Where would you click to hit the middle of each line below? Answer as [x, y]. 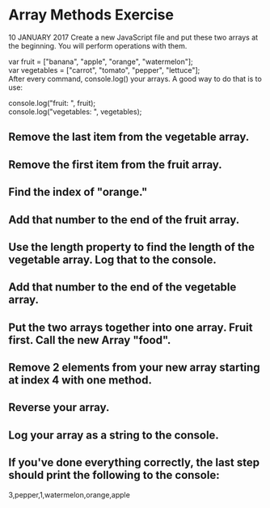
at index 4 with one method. [80, 381]
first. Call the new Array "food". [90, 340]
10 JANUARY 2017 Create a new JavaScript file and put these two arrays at [133, 37]
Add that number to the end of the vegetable [122, 288]
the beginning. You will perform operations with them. [98, 45]
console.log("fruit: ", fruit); [52, 103]
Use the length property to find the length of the [131, 247]
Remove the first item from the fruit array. [115, 165]
